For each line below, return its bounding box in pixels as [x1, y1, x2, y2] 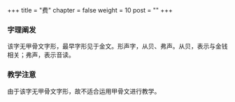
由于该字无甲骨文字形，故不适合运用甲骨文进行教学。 [7, 87, 161, 95]
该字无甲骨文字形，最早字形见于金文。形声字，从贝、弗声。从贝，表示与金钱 [7, 42, 228, 51]
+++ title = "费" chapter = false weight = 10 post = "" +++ [7, 6, 173, 14]
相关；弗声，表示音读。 [7, 51, 75, 59]
